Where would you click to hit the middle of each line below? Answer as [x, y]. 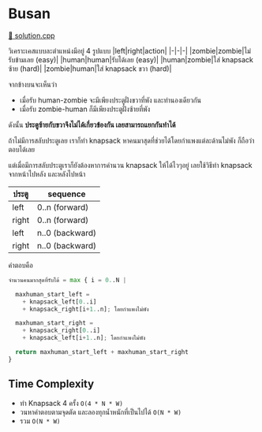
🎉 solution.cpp [32, 35]
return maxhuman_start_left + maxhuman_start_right [102, 352]
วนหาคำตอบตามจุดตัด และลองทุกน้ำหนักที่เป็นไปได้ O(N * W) [100, 412]
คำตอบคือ [21, 265]
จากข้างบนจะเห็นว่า [33, 84]
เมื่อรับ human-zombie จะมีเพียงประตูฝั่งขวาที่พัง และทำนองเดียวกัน [110, 100]
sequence [66, 194]
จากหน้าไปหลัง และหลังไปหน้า [47, 173]
